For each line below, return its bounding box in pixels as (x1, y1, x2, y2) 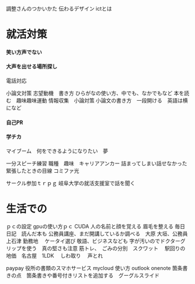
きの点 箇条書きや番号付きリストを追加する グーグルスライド (6, 272, 159, 279)
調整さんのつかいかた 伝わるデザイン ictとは (6, 5, 112, 12)
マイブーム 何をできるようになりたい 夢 (6, 147, 109, 154)
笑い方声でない (6, 49, 42, 56)
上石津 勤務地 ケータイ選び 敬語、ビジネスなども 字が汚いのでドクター (6, 237, 181, 244)
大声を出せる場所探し (6, 63, 57, 70)
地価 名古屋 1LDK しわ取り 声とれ (6, 252, 103, 259)
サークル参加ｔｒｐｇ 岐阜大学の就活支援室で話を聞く (6, 179, 135, 186)
